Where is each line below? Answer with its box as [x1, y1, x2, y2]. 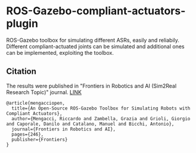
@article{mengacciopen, [6, 100, 66, 106]
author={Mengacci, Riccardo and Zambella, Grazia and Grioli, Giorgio [11, 115, 191, 121]
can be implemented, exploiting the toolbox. [6, 49, 114, 56]
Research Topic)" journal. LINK [6, 88, 82, 96]
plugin [6, 17, 39, 30]
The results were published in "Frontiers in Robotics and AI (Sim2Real [6, 82, 177, 89]
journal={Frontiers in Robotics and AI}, [11, 126, 116, 132]
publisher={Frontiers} [11, 136, 68, 142]
